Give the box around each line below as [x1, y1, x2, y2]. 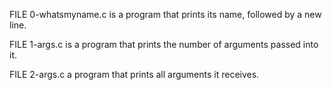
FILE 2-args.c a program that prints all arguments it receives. [9, 69, 260, 80]
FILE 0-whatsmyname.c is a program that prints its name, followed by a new [9, 9, 322, 20]
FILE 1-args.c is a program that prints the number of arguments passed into [9, 39, 319, 50]
